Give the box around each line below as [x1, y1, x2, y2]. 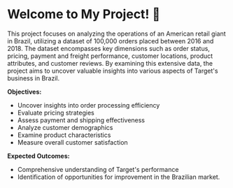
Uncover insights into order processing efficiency [17, 101, 160, 109]
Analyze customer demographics [17, 123, 113, 131]
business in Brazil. [7, 73, 60, 82]
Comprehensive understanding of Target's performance [17, 165, 179, 173]
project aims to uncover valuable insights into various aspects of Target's [7, 66, 218, 75]
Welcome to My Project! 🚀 [7, 6, 161, 22]
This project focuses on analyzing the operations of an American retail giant [7, 29, 226, 38]
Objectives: [7, 87, 42, 96]
